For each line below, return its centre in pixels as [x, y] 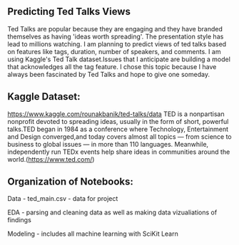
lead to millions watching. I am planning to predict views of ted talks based [117, 44]
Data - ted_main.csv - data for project [63, 199]
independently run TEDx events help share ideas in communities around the [119, 152]
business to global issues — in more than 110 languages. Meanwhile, [108, 144]
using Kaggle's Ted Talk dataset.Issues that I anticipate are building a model [119, 59]
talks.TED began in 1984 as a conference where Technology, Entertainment [118, 129]
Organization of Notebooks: [71, 182]
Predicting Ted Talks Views [69, 12]
